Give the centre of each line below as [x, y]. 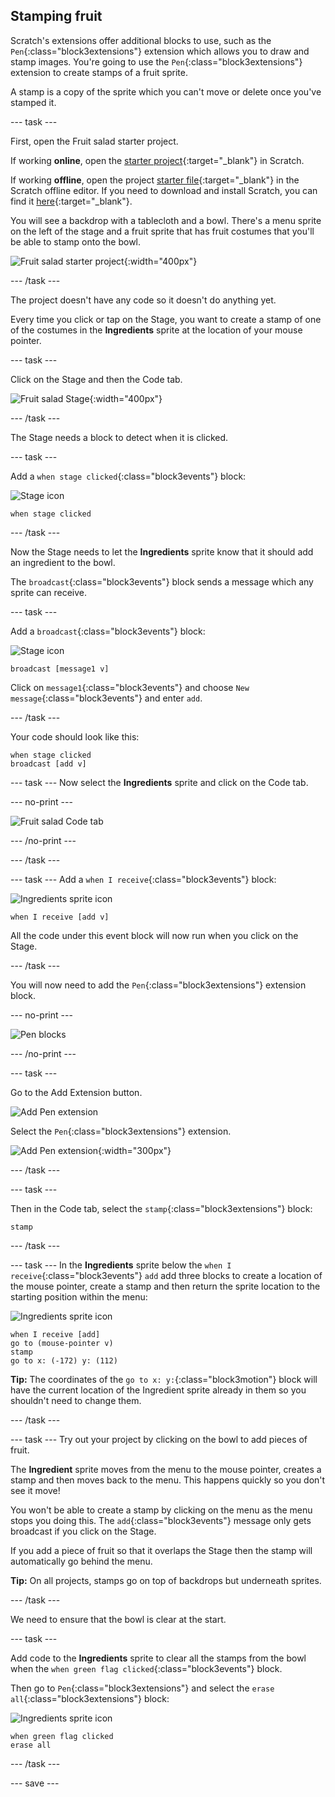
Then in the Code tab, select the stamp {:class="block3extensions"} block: [161, 1208]
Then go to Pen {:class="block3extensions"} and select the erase [142, 1688]
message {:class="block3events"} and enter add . [106, 698]
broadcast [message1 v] [60, 669]
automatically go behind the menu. [81, 1561]
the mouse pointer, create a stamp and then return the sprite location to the [165, 1286]
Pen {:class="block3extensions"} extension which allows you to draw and [160, 51]
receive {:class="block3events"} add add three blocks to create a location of [166, 1275]
